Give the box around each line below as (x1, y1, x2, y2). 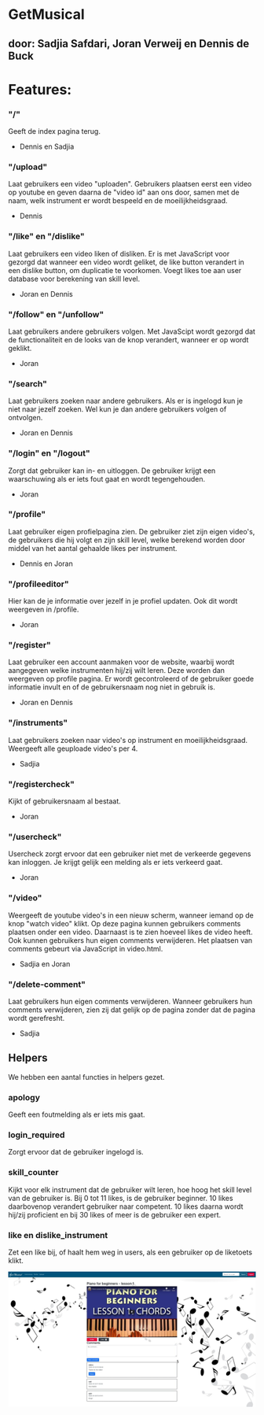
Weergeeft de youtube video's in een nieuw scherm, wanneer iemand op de (8, 911, 254, 920)
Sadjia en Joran (19, 959, 71, 969)
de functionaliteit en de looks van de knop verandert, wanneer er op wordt (8, 334, 249, 344)
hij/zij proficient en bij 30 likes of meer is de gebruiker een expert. (8, 1210, 222, 1219)
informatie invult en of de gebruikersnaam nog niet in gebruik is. (8, 682, 216, 692)
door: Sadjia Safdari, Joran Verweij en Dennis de (8, 37, 250, 50)
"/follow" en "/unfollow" (8, 308, 104, 320)
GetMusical (8, 6, 85, 24)
